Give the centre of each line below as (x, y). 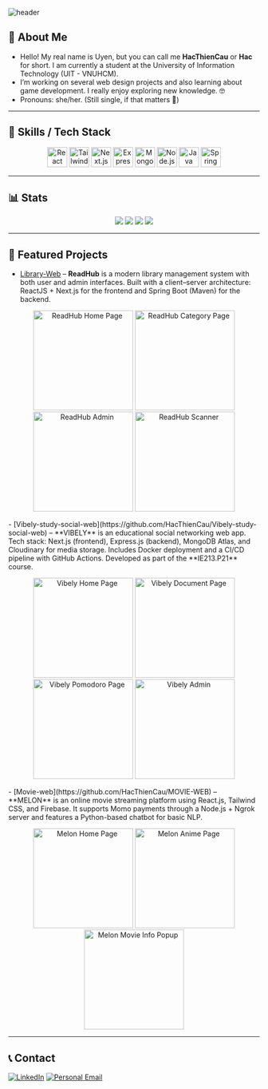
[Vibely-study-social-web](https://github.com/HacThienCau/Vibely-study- (135, 525)
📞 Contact (32, 1058)
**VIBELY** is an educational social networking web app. (150, 533)
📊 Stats (28, 198)
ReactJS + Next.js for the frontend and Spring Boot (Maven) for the (130, 291)
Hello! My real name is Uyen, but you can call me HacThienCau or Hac (136, 57)
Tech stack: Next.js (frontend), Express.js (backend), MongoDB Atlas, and (130, 541)
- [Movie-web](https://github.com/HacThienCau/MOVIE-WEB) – (113, 792)
